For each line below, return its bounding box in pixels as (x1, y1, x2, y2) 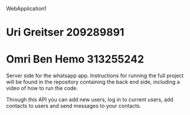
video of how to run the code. (6, 85, 78, 92)
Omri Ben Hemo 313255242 (6, 52, 145, 66)
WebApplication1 (6, 5, 47, 12)
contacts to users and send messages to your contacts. (6, 103, 142, 110)
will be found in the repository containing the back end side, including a (6, 78, 180, 86)
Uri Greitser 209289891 (6, 26, 125, 39)
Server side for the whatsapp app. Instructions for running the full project (6, 72, 184, 79)
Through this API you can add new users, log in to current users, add (6, 96, 173, 103)
